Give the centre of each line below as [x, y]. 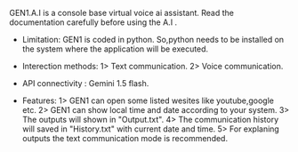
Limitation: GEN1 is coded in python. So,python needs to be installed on [153, 40]
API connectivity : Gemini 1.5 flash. [85, 83]
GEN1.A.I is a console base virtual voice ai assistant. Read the [121, 13]
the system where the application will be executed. [115, 49]
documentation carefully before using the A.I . [93, 22]
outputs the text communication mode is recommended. [125, 138]
